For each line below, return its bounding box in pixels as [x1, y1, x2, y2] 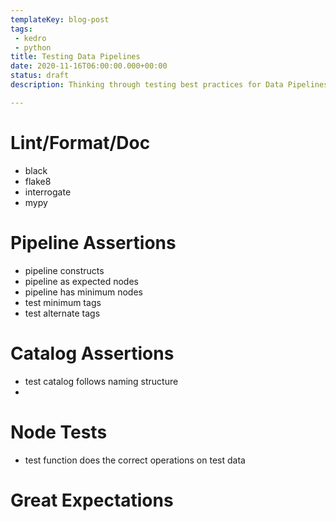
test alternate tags [24, 307, 101, 319]
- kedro [14, 33, 47, 43]
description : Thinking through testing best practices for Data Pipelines [10, 80, 329, 90]
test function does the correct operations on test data [24, 454, 246, 466]
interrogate [24, 186, 72, 198]
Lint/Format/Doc [10, 131, 151, 154]
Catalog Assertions [10, 342, 175, 365]
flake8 [24, 175, 52, 187]
